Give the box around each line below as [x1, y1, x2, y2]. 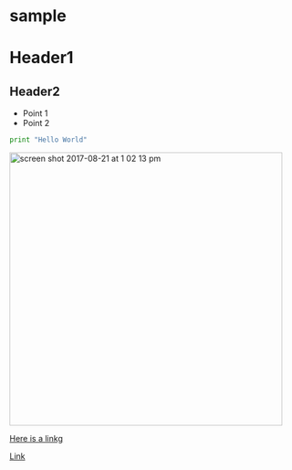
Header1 [9, 48, 74, 69]
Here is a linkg [9, 433, 64, 444]
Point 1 [22, 108, 48, 119]
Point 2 [22, 118, 50, 129]
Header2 [9, 83, 61, 99]
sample [9, 5, 67, 27]
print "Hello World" [9, 135, 89, 144]
